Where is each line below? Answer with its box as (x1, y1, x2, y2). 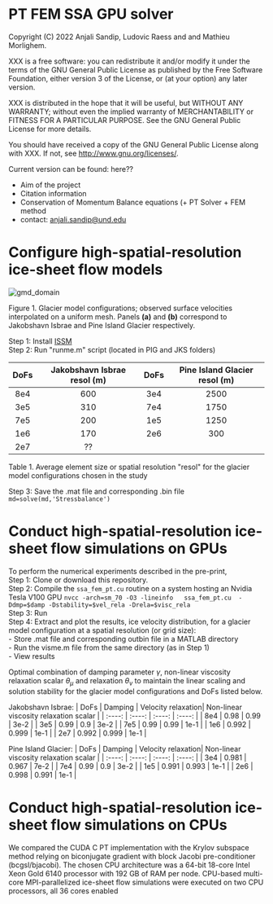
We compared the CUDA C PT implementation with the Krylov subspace (8, 842, 249, 852)
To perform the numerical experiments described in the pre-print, (8, 566, 227, 576)
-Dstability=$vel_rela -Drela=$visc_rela (48, 600, 191, 609)
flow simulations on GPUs (50, 539, 227, 558)
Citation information (19, 188, 87, 198)
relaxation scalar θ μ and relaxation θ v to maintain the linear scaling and (8, 675, 245, 687)
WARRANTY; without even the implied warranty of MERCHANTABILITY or (8, 107, 254, 116)
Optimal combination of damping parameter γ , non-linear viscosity (8, 667, 232, 677)
